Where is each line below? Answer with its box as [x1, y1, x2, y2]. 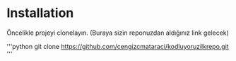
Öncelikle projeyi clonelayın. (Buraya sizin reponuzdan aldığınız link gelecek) [6, 28, 229, 37]
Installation [6, 5, 74, 21]
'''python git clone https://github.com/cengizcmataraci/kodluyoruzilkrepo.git [6, 42, 229, 50]
